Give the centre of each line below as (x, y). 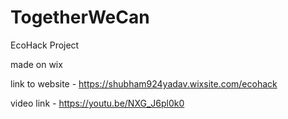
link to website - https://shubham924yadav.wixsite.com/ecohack (144, 83)
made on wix (36, 64)
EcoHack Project (45, 45)
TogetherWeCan (80, 17)
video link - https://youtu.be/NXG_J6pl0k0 (97, 103)
